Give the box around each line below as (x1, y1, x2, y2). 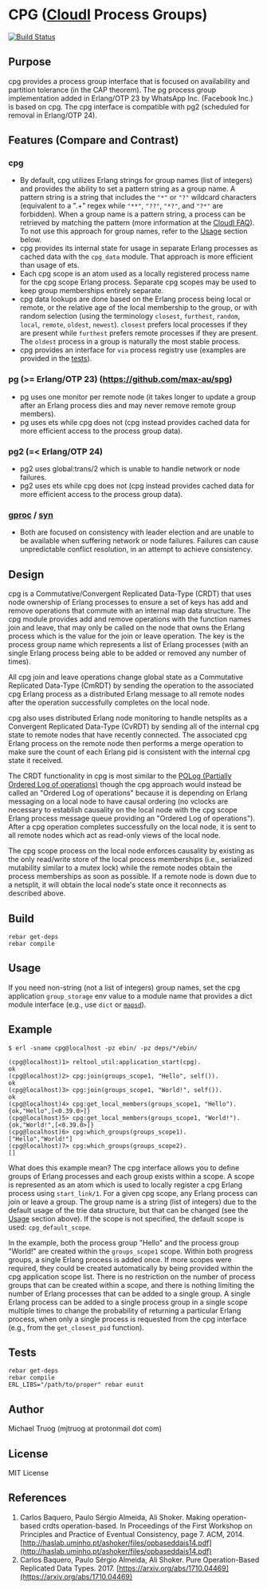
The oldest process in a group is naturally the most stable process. (19, 337, 241, 347)
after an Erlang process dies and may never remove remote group (19, 400, 237, 410)
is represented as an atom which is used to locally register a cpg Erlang (8, 1180, 243, 1190)
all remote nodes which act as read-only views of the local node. (8, 831, 221, 840)
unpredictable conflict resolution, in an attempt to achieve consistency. (19, 545, 253, 554)
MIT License (8, 1468, 49, 1478)
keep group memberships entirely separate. (19, 286, 164, 296)
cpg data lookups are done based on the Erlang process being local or (19, 294, 251, 304)
